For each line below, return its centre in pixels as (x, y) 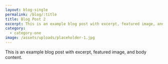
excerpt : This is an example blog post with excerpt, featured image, (80, 24)
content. (14, 57)
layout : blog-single (27, 10)
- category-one (25, 33)
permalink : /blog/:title (31, 14)
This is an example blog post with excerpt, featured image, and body (76, 52)
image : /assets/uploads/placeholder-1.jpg (50, 38)
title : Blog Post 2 (25, 19)
